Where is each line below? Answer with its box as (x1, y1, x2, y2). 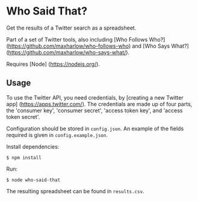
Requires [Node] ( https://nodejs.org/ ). (6, 60, 101, 68)
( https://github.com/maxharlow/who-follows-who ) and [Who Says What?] (6, 42, 190, 49)
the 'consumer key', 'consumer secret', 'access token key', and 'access (6, 107, 183, 114)
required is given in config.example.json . (6, 131, 108, 138)
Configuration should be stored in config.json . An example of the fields (6, 125, 184, 132)
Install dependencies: (6, 143, 60, 150)
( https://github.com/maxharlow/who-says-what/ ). (6, 48, 130, 56)
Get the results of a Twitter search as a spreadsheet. (6, 24, 137, 31)
